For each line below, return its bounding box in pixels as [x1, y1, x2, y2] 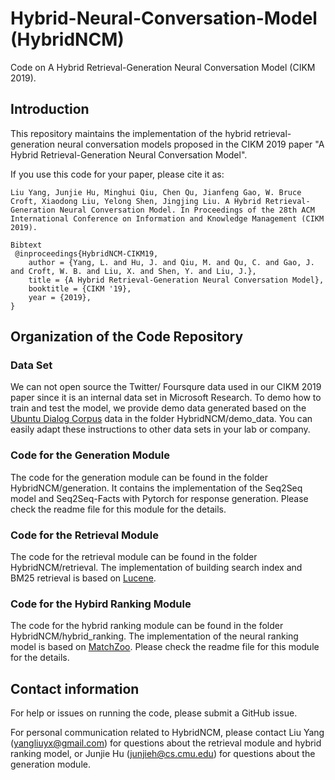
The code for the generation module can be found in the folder [10, 471, 268, 483]
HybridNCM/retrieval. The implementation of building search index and [10, 562, 303, 574]
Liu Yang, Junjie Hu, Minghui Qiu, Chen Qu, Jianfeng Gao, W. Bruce [10, 187, 302, 197]
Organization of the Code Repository [10, 328, 244, 346]
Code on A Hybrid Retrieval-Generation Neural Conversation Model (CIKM [10, 61, 316, 73]
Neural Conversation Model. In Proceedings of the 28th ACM [59, 205, 315, 215]
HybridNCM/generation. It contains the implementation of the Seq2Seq [10, 482, 303, 494]
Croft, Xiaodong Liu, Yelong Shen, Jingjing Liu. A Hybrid [10, 196, 262, 206]
